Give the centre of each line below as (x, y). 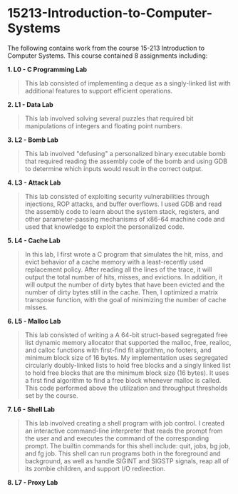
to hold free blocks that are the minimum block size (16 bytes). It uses (127, 373)
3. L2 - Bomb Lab (33, 140)
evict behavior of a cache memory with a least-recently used (114, 262)
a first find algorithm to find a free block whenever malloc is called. (123, 380)
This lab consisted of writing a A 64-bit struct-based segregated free (126, 335)
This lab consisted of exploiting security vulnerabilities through (117, 196)
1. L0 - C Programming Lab (47, 69)
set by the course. (51, 395)
